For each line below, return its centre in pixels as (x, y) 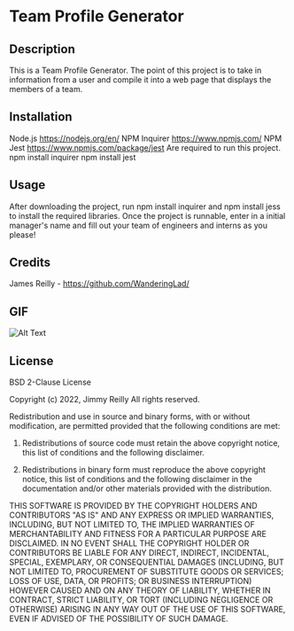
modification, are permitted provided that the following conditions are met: (145, 426)
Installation (41, 117)
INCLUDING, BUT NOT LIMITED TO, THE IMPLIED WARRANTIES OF (132, 525)
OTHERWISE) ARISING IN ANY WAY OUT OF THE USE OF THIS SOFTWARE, (147, 610)
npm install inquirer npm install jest (73, 157)
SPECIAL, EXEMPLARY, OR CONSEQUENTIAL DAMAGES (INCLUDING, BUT (147, 562)
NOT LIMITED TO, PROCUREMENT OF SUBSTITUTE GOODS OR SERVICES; (147, 572)
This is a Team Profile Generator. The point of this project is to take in (135, 70)
